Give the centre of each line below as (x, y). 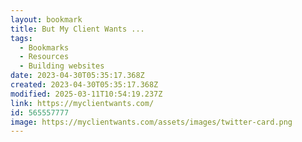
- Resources (44, 57)
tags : (21, 38)
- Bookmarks (44, 47)
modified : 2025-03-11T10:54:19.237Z (86, 94)
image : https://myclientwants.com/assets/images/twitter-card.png (151, 122)
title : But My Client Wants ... (77, 29)
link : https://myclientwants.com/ (82, 103)
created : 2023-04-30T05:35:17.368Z (84, 85)
